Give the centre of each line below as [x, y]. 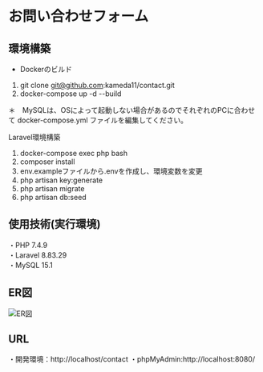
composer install [47, 162]
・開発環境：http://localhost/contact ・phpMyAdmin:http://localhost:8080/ [131, 359]
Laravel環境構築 [34, 137]
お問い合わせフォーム [79, 16]
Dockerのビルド [46, 69]
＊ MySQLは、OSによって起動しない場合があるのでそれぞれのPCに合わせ [131, 110]
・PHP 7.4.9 [28, 245]
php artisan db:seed [53, 197]
